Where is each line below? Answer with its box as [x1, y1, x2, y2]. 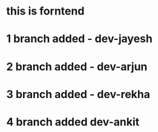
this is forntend [6, 4, 85, 18]
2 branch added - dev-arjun [6, 59, 148, 73]
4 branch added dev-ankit [6, 115, 140, 128]
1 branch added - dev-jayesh [6, 32, 153, 46]
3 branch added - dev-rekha [6, 87, 150, 101]
